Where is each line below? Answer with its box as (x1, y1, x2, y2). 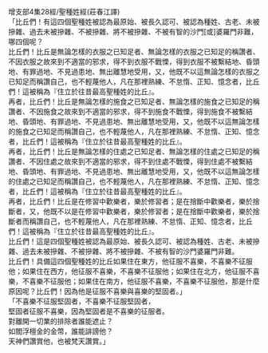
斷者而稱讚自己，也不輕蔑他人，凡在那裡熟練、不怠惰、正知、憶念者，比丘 (8, 216, 253, 226)
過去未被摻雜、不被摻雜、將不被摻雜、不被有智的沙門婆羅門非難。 (22, 247, 239, 256)
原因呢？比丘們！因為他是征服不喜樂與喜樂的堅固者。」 (8, 287, 187, 295)
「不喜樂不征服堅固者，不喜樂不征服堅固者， (8, 296, 156, 306)
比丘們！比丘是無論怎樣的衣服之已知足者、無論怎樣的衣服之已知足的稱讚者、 (8, 47, 260, 56)
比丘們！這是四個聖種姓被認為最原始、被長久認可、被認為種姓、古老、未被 (8, 236, 253, 246)
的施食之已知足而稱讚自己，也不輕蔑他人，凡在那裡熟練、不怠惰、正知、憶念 (8, 127, 260, 136)
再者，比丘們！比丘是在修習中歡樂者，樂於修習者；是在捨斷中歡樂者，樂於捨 (8, 196, 260, 206)
